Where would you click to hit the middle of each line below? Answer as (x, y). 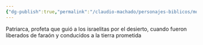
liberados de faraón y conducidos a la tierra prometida (74, 35)
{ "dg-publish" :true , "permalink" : (48, 12)
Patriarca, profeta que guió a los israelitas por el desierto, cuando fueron (96, 29)
